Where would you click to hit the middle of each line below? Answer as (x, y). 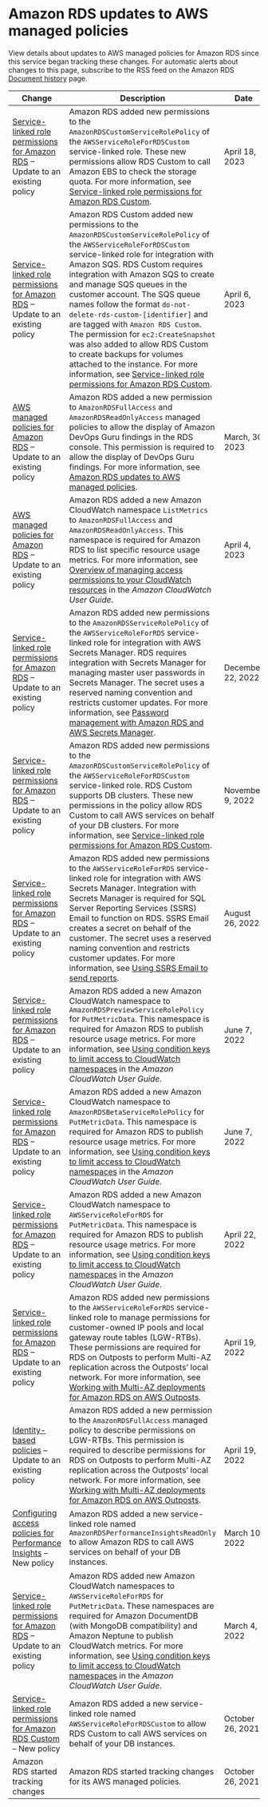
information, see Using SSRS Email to (139, 968)
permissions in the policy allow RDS (136, 805)
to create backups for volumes (126, 354)
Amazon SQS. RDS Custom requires (136, 264)
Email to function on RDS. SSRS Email (139, 917)
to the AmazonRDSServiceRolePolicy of (139, 622)
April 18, (240, 151)
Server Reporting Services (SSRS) (133, 908)
